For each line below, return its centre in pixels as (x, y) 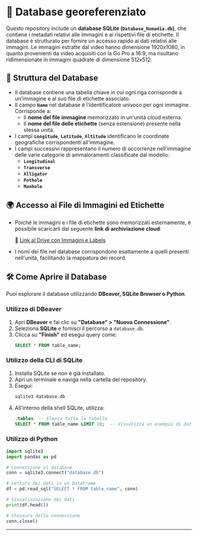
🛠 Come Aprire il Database (57, 277)
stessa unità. (39, 129)
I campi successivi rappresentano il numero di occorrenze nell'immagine (103, 148)
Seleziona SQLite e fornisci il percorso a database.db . (79, 328)
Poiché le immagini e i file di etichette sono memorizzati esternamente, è (103, 222)
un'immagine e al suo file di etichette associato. (72, 98)
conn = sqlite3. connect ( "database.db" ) (55, 473)
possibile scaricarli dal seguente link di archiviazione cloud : (88, 228)
